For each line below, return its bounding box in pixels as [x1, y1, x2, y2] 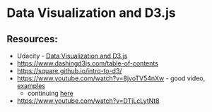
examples [16, 82, 45, 89]
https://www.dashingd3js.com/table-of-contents [16, 59, 158, 68]
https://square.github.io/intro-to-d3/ [16, 67, 122, 75]
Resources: [6, 33, 58, 45]
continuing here [27, 89, 73, 97]
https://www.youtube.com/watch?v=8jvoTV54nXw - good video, [16, 74, 206, 82]
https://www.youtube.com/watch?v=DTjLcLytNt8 [16, 97, 160, 105]
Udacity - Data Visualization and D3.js [16, 51, 128, 60]
